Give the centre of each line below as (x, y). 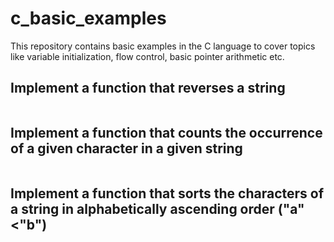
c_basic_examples (88, 18)
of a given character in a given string (126, 148)
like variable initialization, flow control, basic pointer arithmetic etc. (147, 56)
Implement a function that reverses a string (148, 88)
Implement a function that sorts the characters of (167, 193)
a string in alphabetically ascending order (142, 208)
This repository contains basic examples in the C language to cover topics (163, 46)
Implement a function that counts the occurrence (166, 133)
